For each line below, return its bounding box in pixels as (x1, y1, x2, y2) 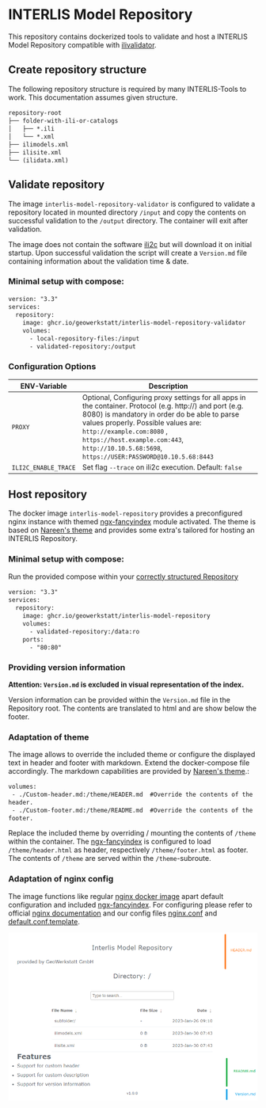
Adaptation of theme (8, 731, 89, 742)
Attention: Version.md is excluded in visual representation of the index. (8, 680, 245, 690)
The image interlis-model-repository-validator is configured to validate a (8, 199, 256, 208)
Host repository (8, 488, 87, 501)
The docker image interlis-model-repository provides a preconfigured (8, 508, 243, 518)
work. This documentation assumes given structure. (8, 93, 178, 102)
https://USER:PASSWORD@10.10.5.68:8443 (82, 453, 214, 461)
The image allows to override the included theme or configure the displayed (8, 750, 256, 760)
